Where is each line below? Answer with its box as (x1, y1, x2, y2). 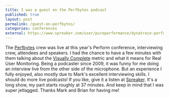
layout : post (5, 17, 33, 22)
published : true (5, 12, 39, 17)
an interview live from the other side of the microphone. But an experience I (5, 66, 162, 72)
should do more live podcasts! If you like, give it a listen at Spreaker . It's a (5, 76, 157, 82)
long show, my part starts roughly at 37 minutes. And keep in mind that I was (5, 82, 164, 88)
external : (5, 31, 26, 36)
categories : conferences (5, 26, 57, 31)
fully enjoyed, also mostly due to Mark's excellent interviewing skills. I (5, 71, 150, 77)
